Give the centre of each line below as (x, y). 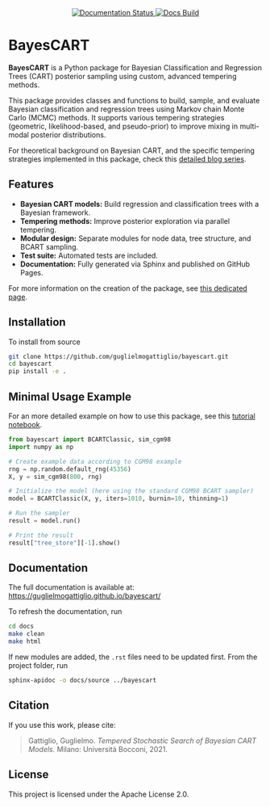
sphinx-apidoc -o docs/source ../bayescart (83, 681)
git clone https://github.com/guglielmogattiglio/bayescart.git (118, 356)
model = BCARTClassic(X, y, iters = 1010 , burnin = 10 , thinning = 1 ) (118, 499)
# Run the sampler (39, 513)
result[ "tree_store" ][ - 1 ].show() (64, 543)
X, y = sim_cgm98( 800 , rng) (56, 477)
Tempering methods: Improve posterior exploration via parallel (125, 221)
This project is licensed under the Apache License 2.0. (99, 794)
